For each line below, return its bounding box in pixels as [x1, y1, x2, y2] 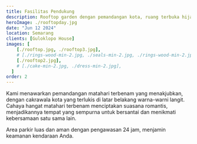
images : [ [6, 42, 30, 47]
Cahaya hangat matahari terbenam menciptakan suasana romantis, [6, 102, 168, 109]
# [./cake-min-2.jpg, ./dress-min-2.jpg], [16, 63, 122, 69]
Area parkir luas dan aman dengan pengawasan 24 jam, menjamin [6, 126, 166, 133]
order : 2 [6, 74, 28, 80]
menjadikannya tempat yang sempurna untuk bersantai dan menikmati [6, 109, 176, 116]
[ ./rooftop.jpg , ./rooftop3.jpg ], [16, 47, 101, 53]
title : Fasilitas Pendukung [6, 8, 75, 15]
